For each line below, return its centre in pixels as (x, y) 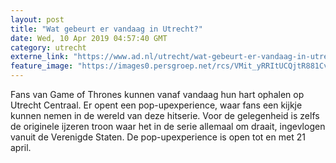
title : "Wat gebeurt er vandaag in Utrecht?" (106, 29)
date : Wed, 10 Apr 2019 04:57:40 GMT (89, 38)
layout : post (37, 19)
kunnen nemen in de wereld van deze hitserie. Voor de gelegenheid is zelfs (165, 115)
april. (21, 147)
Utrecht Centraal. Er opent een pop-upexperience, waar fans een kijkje (156, 105)
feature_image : (42, 66)
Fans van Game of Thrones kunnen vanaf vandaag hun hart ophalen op (157, 94)
